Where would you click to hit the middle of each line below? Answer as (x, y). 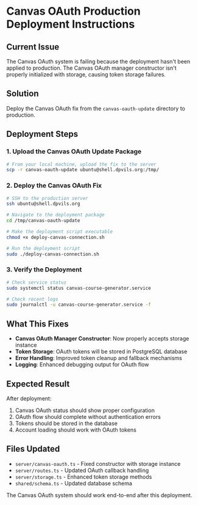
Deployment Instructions (71, 24)
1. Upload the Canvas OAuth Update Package (74, 152)
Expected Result (38, 384)
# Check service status (37, 282)
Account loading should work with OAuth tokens (76, 430)
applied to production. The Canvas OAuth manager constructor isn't (91, 68)
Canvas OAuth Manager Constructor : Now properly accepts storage (102, 339)
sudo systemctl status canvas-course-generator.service (79, 288)
